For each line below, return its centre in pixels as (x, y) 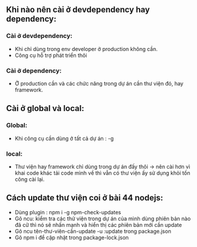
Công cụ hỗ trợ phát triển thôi (51, 55)
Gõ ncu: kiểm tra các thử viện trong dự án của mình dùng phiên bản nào (103, 218)
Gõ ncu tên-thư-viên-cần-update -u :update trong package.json (93, 231)
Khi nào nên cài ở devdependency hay (78, 10)
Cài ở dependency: (34, 71)
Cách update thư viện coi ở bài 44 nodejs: (85, 198)
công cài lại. (29, 179)
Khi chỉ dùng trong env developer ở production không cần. (86, 49)
